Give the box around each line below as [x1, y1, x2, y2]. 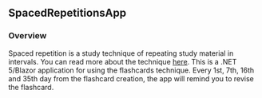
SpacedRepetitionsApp [8, 6, 126, 20]
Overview [8, 30, 47, 41]
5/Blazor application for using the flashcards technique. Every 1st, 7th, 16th [8, 65, 255, 75]
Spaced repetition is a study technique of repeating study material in [8, 48, 234, 58]
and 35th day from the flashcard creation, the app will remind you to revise [8, 73, 254, 83]
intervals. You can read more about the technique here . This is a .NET [8, 57, 237, 66]
